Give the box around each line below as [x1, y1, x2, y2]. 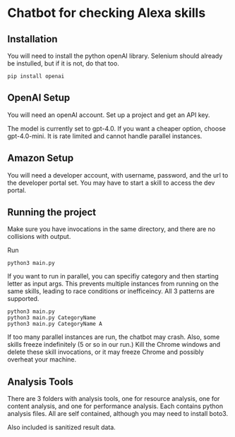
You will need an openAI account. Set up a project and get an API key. [7, 111, 210, 119]
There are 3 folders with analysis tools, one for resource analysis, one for [7, 395, 220, 403]
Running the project [7, 207, 97, 218]
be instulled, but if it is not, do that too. [7, 59, 120, 68]
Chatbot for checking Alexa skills [7, 5, 206, 21]
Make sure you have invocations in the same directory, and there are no [7, 225, 216, 233]
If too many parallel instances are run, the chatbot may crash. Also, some [7, 333, 220, 341]
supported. [7, 295, 40, 303]
